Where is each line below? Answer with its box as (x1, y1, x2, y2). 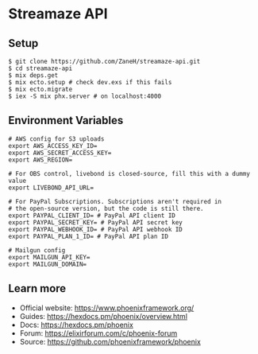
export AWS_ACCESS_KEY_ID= (8, 142, 98, 150)
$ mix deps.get (8, 72, 59, 80)
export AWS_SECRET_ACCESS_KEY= (8, 149, 112, 157)
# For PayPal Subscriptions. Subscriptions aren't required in (8, 197, 222, 205)
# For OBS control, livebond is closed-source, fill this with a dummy (8, 169, 250, 177)
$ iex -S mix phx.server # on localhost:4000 (8, 92, 161, 100)
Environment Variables (8, 114, 124, 127)
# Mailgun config (8, 246, 66, 255)
